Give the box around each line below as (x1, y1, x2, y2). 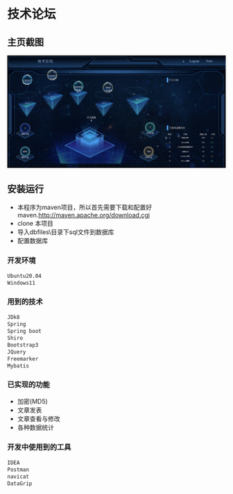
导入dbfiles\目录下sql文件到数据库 (17, 227, 114, 236)
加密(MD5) (17, 397, 49, 405)
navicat (7, 473, 30, 480)
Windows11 (7, 279, 36, 286)
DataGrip (7, 480, 33, 487)
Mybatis (7, 363, 30, 370)
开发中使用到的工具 (7, 442, 71, 452)
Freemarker (7, 356, 39, 363)
